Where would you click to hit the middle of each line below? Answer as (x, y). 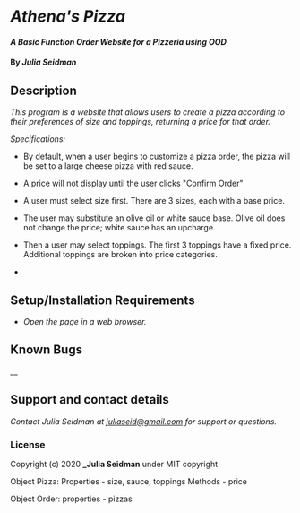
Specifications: (38, 139)
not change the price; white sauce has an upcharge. (119, 228)
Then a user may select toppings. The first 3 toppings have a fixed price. (157, 245)
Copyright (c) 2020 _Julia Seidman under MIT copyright (114, 464)
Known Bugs (47, 350)
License (28, 444)
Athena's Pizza (68, 17)
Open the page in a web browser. (85, 322)
